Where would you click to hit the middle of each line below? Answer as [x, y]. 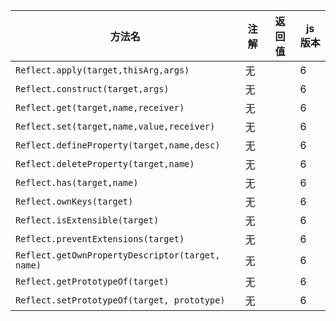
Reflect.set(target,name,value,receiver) [115, 126]
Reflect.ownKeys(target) [74, 201]
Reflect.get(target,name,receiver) [100, 107]
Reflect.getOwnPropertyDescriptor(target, [118, 255]
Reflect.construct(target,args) [92, 89]
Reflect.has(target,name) [77, 182]
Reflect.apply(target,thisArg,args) [102, 70]
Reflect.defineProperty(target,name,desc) [118, 145]
